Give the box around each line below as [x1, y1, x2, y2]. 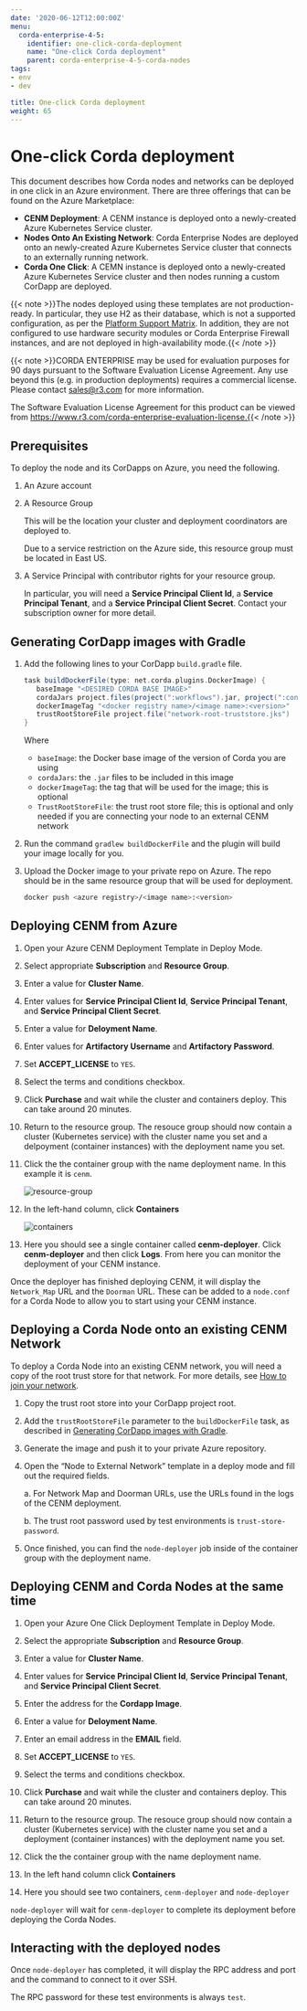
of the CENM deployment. [23, 1498, 122, 1508]
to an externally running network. [23, 252, 149, 263]
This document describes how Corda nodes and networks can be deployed [10, 175, 295, 187]
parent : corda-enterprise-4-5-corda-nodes [26, 56, 191, 65]
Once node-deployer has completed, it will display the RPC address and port [10, 1964, 296, 1975]
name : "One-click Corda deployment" [26, 48, 167, 57]
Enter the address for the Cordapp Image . [23, 1698, 182, 1709]
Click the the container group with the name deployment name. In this [23, 1158, 287, 1170]
